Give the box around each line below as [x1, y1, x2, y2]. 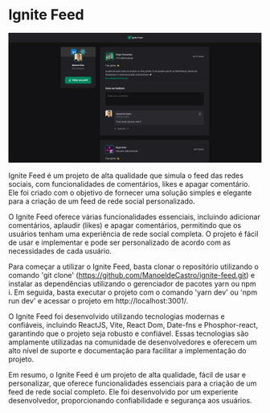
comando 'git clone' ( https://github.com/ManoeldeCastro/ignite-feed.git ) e [8, 270, 256, 279]
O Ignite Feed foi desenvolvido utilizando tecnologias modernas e [8, 312, 225, 321]
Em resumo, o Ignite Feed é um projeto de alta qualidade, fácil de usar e [8, 370, 247, 379]
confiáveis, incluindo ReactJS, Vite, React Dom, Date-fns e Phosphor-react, [8, 320, 259, 329]
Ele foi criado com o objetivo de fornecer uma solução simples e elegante [8, 188, 252, 197]
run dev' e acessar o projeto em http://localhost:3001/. [8, 295, 189, 305]
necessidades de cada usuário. [8, 246, 112, 255]
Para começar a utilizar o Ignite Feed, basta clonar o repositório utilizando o [8, 262, 259, 271]
